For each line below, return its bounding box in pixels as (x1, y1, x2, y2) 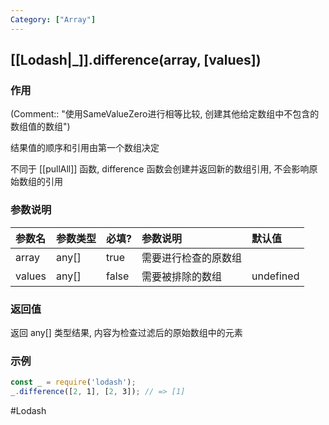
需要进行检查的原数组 (141, 251, 243, 265)
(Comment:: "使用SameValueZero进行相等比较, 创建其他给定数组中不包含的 (10, 108, 320, 120)
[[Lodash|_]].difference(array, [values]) (10, 52, 262, 69)
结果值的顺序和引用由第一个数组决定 (10, 142, 160, 154)
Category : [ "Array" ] (10, 14, 97, 25)
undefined (251, 269, 300, 283)
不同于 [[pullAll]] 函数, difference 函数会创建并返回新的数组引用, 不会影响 (10, 163, 310, 175)
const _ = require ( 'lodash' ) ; (10, 377, 137, 388)
